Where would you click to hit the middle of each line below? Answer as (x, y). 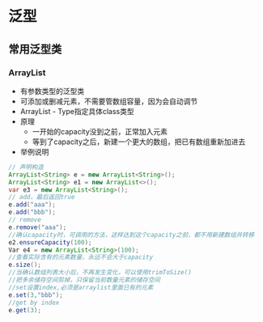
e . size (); (25, 265)
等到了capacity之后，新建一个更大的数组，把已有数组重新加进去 (139, 142)
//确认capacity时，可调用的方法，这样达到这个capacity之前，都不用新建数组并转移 (131, 235)
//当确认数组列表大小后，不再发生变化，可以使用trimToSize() (100, 273)
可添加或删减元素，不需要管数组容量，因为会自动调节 (109, 101)
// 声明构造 (26, 167)
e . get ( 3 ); (25, 310)
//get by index (34, 303)
